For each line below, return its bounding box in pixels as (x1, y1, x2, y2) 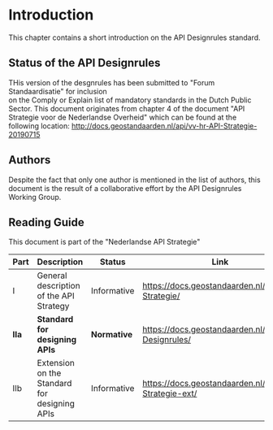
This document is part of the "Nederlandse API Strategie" (8, 237, 201, 247)
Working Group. (8, 192, 62, 202)
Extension (37, 358, 76, 369)
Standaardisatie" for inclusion (8, 86, 107, 96)
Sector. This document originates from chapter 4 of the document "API (8, 103, 245, 113)
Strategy (37, 301, 70, 312)
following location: (8, 120, 71, 131)
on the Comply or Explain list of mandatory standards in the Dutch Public (8, 95, 252, 105)
